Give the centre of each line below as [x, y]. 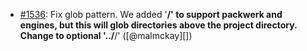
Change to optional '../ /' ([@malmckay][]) [106, 35]
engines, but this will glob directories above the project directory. [158, 25]
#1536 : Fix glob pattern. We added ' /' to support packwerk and [151, 14]
